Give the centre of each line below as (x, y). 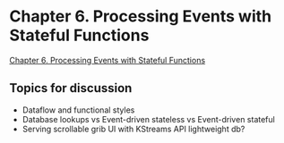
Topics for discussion (71, 88)
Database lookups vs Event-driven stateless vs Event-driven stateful (148, 119)
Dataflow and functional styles (78, 110)
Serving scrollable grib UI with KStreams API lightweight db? (133, 129)
